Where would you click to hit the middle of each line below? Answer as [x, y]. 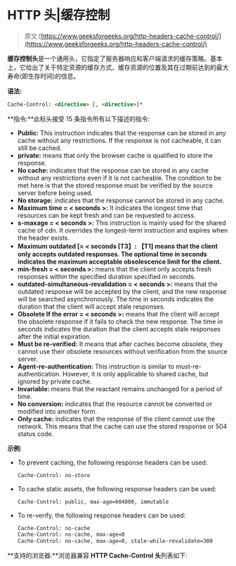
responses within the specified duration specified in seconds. [106, 276]
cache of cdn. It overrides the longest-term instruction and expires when [123, 230]
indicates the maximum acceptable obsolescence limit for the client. [119, 262]
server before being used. [55, 192]
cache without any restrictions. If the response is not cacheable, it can [119, 140]
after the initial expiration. [54, 336]
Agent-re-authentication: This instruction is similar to [96, 366]
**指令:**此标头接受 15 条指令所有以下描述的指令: [78, 118]
